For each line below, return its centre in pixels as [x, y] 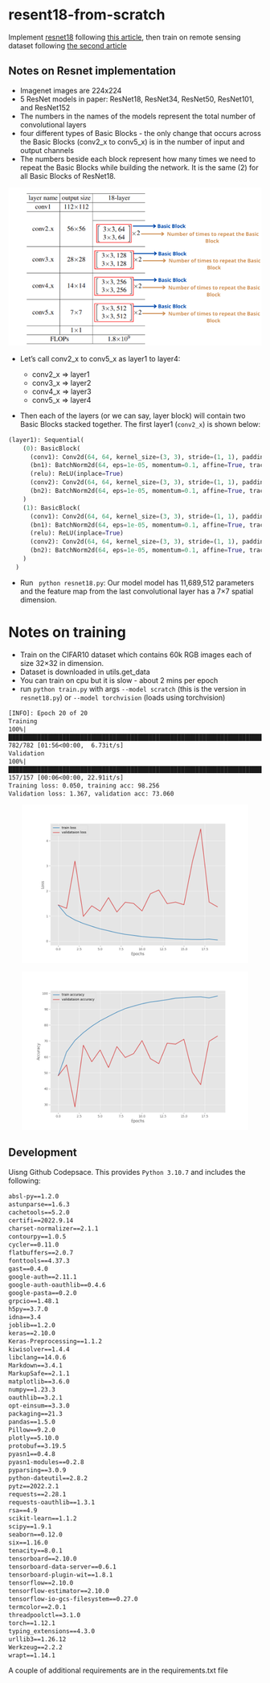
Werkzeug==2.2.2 [35, 1647]
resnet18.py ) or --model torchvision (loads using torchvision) [123, 697]
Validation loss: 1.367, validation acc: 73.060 [91, 794]
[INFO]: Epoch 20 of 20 [48, 713]
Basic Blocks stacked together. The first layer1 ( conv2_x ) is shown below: [140, 424]
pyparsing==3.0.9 [37, 1470]
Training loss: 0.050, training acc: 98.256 [84, 786]
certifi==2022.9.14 [41, 1220]
